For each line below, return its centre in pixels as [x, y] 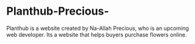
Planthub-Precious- [58, 11]
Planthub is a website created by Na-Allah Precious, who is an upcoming [98, 28]
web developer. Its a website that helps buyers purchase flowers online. [97, 34]
